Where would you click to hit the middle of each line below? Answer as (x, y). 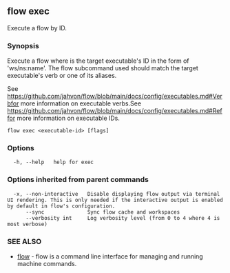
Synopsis (23, 45)
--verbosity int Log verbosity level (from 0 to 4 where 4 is (123, 218)
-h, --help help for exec (54, 162)
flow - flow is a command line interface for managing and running (110, 256)
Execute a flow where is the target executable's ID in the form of (98, 61)
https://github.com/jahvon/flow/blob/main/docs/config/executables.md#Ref (115, 111)
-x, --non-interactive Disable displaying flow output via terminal (117, 194)
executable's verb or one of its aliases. (62, 76)
